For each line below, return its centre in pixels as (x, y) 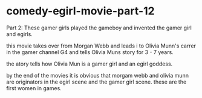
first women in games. (34, 88)
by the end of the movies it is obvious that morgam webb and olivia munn (98, 75)
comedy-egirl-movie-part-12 (81, 11)
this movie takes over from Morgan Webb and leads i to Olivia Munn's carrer (101, 46)
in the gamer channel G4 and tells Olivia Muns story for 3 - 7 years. (90, 52)
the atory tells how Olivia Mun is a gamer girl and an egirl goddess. (90, 64)
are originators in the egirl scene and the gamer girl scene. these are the (96, 82)
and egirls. (20, 34)
